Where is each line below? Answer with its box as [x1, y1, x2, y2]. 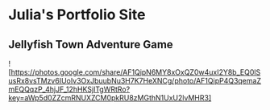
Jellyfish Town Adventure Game [8, 38, 173, 51]
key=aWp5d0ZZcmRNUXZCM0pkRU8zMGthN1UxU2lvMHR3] [8, 93, 212, 102]
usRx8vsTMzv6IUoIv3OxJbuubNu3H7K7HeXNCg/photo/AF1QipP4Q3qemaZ [8, 76, 262, 85]
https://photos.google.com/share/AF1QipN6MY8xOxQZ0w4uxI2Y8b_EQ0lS [10, 67, 261, 77]
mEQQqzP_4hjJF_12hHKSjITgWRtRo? [8, 84, 131, 94]
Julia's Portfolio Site [8, 6, 146, 24]
